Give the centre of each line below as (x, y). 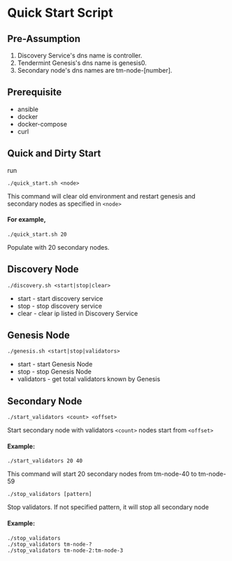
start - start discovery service (60, 298)
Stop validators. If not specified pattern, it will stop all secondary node (108, 507)
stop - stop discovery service (60, 306)
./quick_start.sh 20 (37, 234)
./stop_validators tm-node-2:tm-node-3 (65, 551)
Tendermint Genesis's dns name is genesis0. (82, 63)
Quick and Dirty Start (54, 154)
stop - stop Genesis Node (55, 371)
